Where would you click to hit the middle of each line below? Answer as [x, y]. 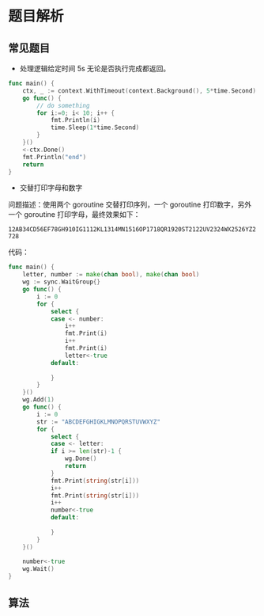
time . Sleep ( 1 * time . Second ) [95, 127]
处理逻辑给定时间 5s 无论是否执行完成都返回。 [95, 68]
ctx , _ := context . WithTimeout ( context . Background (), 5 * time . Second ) [140, 91]
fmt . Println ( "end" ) [55, 157]
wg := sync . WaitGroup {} [62, 282]
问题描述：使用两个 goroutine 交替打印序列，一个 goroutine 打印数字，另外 [130, 205]
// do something [63, 105]
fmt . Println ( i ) [75, 120]
